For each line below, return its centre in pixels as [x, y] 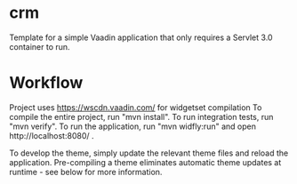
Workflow [46, 83]
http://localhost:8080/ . [52, 135]
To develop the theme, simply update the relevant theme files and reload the [149, 153]
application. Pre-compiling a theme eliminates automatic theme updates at [145, 162]
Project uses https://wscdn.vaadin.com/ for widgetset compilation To [136, 107]
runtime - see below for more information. [86, 172]
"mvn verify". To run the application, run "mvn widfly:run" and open [132, 126]
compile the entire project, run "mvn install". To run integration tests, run [141, 116]
